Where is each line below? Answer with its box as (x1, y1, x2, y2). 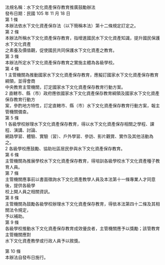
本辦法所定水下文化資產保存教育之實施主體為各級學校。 (5, 59, 117, 65)
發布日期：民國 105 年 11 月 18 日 (5, 10, 71, 16)
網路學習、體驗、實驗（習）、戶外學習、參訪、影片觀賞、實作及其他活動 (5, 133, 149, 139)
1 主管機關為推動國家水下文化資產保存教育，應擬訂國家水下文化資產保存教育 (5, 72, 159, 78)
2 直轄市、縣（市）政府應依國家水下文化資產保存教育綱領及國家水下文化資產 (5, 90, 160, 96)
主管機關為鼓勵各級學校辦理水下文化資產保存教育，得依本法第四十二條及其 (5, 201, 156, 206)
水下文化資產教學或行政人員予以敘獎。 (5, 238, 82, 243)
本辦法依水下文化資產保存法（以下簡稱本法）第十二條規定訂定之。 (5, 23, 138, 29)
